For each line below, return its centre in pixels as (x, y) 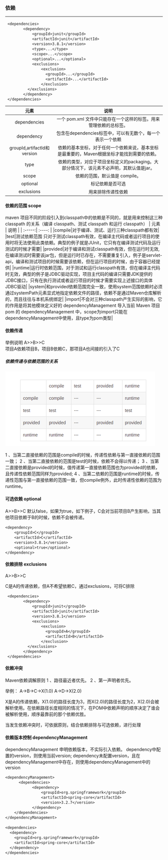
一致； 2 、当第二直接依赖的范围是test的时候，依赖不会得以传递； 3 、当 (80, 461)
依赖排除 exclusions (26, 564)
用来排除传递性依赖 (108, 191)
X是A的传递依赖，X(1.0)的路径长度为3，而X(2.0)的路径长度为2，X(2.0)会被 (82, 702)
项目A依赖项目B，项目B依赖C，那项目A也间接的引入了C (62, 349)
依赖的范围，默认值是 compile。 (108, 176)
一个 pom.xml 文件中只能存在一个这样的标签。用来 (108, 119)
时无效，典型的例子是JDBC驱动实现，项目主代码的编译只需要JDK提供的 (79, 274)
